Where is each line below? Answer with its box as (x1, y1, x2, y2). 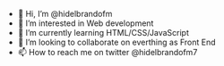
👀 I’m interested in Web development (17, 18, 154, 29)
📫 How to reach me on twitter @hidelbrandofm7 (17, 47, 198, 57)
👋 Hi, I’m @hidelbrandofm (17, 9, 113, 19)
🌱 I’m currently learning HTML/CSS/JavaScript (17, 28, 190, 37)
